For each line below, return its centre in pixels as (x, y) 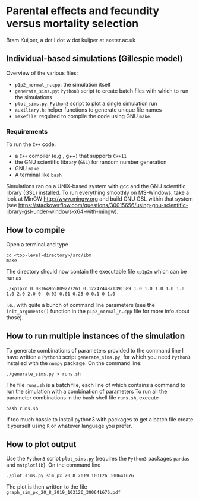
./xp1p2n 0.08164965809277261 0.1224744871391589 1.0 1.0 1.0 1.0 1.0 (95, 288)
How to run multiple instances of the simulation (96, 336)
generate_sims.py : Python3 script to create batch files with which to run (102, 91)
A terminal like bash (38, 175)
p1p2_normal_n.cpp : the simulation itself (63, 84)
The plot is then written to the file (47, 487)
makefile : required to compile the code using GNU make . (83, 116)
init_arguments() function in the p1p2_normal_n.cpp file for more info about (98, 311)
